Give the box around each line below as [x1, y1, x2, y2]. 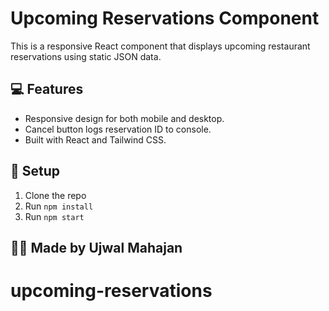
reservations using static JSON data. [10, 50, 162, 62]
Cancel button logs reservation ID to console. [24, 123, 212, 135]
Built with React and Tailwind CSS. [24, 133, 167, 146]
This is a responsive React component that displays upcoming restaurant [10, 40, 311, 52]
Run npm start [24, 210, 85, 222]
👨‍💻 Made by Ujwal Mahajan [10, 239, 183, 256]
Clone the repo [24, 189, 87, 201]
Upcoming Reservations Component [10, 7, 320, 30]
